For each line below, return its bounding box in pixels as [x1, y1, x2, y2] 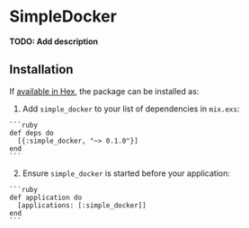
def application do [9, 193, 83, 202]
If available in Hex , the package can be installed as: [9, 85, 200, 96]
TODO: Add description [9, 36, 99, 47]
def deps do [9, 128, 54, 137]
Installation [9, 62, 74, 77]
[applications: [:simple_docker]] [17, 200, 147, 210]
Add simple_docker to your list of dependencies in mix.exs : [22, 103, 240, 114]
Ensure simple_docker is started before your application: [22, 168, 231, 179]
